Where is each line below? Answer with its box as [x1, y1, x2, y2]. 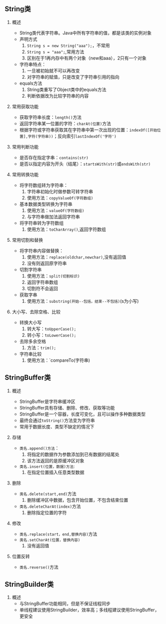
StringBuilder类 [5, 580, 54, 589]
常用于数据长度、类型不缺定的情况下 [19, 424, 95, 430]
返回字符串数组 [27, 279, 58, 285]
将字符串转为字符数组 [19, 220, 64, 226]
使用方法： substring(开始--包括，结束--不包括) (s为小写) [27, 298, 139, 304]
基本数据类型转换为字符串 [19, 201, 73, 207]
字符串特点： [19, 61, 46, 67]
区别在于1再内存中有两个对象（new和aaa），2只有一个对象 [27, 55, 146, 61]
